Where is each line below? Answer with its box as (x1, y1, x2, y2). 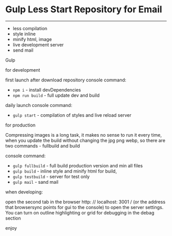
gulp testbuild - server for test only (12, 173, 90, 180)
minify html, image (12, 36, 52, 42)
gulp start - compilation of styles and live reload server (12, 112, 132, 118)
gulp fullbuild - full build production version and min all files (12, 162, 143, 168)
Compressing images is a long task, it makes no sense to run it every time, (5, 132, 162, 138)
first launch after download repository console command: (5, 77, 126, 83)
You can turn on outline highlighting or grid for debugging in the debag (5, 209, 155, 216)
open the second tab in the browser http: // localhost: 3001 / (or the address (5, 199, 165, 205)
